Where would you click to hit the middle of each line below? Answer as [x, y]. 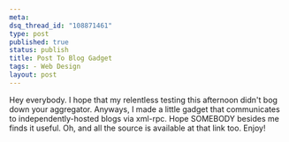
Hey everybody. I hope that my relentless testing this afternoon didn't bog [144, 100]
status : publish [39, 50]
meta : [19, 17]
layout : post [33, 75]
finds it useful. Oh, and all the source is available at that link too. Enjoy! [137, 128]
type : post [29, 34]
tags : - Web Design [45, 67]
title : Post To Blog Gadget [61, 58]
